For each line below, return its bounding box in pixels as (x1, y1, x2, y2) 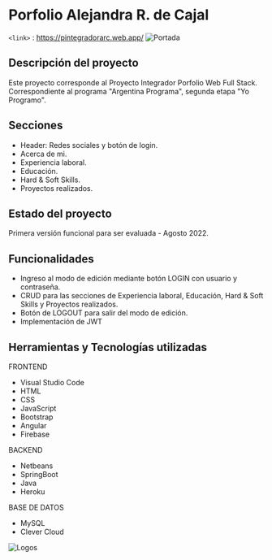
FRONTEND (8, 362, 48, 371)
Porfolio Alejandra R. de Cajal (8, 6, 209, 24)
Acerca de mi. (19, 149, 67, 158)
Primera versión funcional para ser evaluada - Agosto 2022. (8, 228, 209, 238)
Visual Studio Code (19, 378, 85, 387)
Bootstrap (19, 412, 54, 422)
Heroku (19, 487, 45, 497)
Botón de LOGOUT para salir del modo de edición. (19, 308, 188, 318)
